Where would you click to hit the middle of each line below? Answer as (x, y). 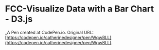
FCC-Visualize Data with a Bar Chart (79, 9)
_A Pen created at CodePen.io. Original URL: (49, 32)
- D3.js (19, 19)
